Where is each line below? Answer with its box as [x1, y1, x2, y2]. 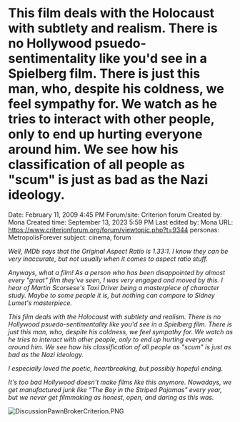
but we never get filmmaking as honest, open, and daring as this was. [8, 393, 214, 401]
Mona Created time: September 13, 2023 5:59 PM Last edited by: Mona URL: [8, 217, 234, 226]
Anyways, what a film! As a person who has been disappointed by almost [8, 268, 226, 277]
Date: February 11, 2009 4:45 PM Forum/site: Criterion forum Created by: [8, 210, 222, 219]
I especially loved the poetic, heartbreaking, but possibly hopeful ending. [8, 364, 224, 372]
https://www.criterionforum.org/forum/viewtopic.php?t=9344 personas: [8, 225, 220, 234]
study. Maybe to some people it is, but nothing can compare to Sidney [8, 291, 215, 299]
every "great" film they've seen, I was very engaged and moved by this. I [8, 276, 224, 284]
